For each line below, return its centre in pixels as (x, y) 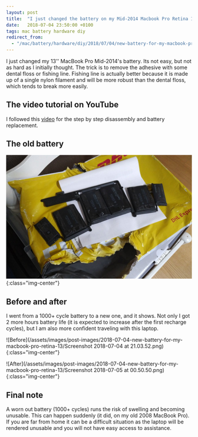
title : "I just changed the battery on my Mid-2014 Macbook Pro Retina (97, 19)
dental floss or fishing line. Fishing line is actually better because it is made (97, 74)
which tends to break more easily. (47, 86)
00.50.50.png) (147, 370)
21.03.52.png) (147, 346)
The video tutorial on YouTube (62, 105)
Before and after (37, 301)
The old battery (35, 144)
